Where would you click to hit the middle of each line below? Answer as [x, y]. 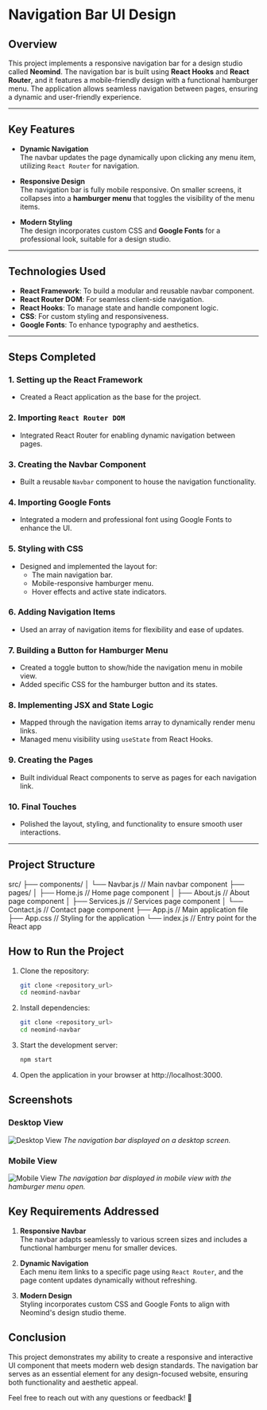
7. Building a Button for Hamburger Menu [88, 650]
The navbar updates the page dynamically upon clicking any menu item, [138, 157]
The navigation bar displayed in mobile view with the [145, 1178]
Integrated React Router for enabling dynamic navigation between [128, 435]
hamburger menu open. [47, 1186]
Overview [33, 44]
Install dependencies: [55, 1008]
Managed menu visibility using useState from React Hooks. [116, 740]
